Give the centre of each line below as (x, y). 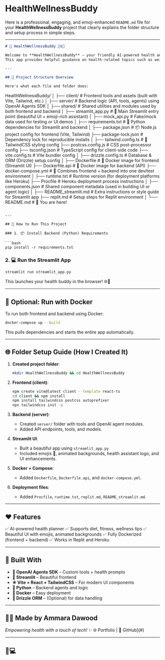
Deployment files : (31, 488)
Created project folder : (36, 364)
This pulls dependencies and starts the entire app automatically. (70, 332)
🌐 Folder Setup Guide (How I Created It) (67, 352)
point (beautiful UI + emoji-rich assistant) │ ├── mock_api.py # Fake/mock (81, 116)
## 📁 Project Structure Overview (39, 77)
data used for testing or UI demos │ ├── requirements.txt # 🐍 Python (75, 122)
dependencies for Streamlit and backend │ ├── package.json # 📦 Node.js (81, 127)
